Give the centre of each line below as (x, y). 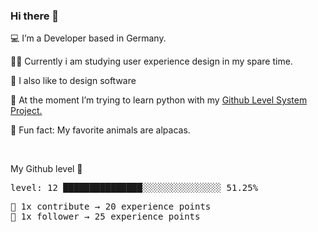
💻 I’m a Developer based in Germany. (88, 38)
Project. (26, 111)
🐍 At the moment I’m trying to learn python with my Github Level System (159, 100)
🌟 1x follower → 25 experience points (105, 217)
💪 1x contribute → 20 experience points (111, 207)
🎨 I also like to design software (73, 81)
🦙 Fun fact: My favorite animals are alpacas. (100, 130)
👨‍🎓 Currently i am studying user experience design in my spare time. (151, 61)
